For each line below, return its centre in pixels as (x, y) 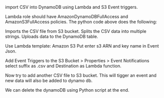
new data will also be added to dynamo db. (49, 81)
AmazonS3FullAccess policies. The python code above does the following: (81, 22)
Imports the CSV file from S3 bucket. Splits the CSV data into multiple (76, 31)
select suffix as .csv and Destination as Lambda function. (63, 66)
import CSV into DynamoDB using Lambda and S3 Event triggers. (72, 7)
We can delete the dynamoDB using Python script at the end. (67, 90)
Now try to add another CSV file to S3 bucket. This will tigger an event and (81, 75)
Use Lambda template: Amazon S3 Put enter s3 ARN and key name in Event (82, 46)
